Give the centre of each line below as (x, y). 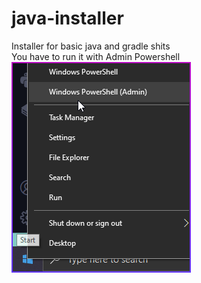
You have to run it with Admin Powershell (96, 56)
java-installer (67, 18)
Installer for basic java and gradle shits (91, 46)
